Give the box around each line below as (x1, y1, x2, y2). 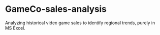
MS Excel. (5, 25, 26, 31)
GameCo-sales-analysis (5, 3, 107, 15)
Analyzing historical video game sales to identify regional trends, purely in (5, 20, 155, 26)
